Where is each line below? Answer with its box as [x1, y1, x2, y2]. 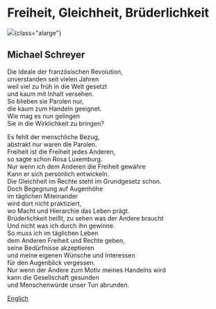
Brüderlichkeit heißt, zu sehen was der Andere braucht [7, 214, 164, 222]
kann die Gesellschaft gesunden [7, 273, 99, 281]
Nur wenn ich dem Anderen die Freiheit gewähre [7, 162, 146, 171]
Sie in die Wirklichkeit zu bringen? [7, 119, 104, 127]
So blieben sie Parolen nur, [7, 97, 84, 105]
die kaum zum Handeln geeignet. [7, 104, 102, 113]
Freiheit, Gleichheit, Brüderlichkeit [7, 5, 210, 21]
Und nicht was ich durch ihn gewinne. [7, 221, 115, 230]
